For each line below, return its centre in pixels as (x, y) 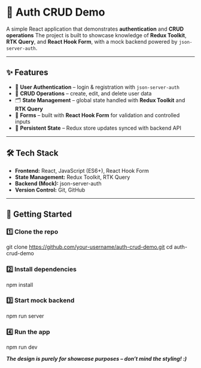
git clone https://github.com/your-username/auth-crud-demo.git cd (89, 247)
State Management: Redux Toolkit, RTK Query (72, 177)
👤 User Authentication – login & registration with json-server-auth (97, 87)
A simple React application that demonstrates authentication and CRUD (95, 29)
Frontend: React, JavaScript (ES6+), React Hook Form (82, 170)
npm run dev (22, 347)
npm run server (25, 316)
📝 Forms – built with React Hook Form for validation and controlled (97, 115)
